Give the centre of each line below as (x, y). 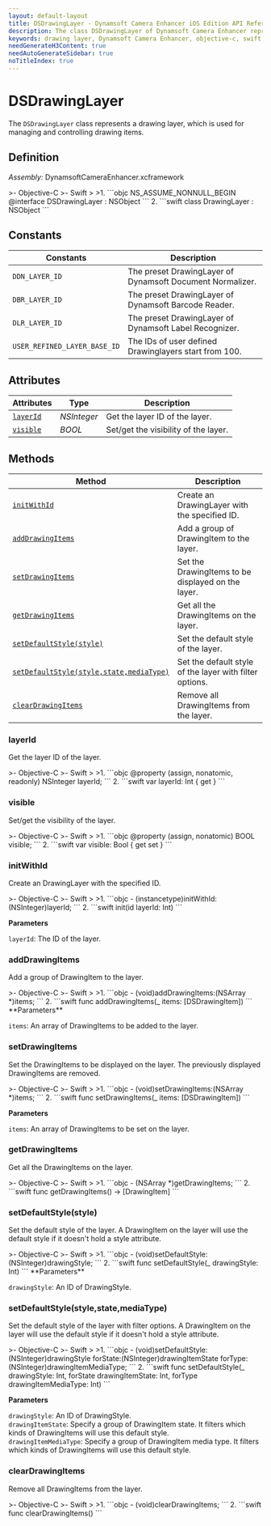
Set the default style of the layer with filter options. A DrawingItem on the (130, 1326)
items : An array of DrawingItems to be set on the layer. (99, 1129)
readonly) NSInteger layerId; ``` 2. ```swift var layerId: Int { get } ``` (117, 782)
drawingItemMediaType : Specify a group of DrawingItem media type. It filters (134, 1442)
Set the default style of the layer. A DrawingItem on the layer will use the (128, 1230)
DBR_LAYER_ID (38, 300)
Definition (33, 157)
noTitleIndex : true (41, 61)
